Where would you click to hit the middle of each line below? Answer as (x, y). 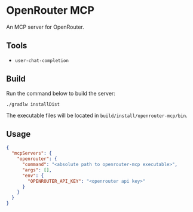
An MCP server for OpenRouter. (45, 27)
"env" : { (33, 176)
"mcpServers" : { (32, 153)
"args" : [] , (37, 170)
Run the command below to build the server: (61, 93)
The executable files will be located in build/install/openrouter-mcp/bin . (97, 115)
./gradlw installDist (33, 104)
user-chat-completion (42, 60)
